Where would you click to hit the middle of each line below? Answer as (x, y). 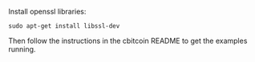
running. (22, 49)
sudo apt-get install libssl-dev (64, 26)
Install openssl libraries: (47, 12)
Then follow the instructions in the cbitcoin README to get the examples (128, 41)
